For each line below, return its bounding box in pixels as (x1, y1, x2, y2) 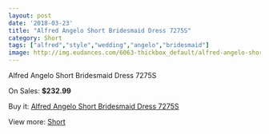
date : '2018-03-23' (8, 19, 74, 27)
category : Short (8, 33, 62, 42)
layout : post (8, 11, 52, 20)
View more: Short (8, 117, 66, 126)
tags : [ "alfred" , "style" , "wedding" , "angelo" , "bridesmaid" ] (8, 41, 210, 49)
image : (8, 49, 30, 57)
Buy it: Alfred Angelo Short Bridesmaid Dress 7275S (8, 101, 179, 111)
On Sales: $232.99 (8, 86, 72, 96)
